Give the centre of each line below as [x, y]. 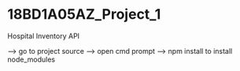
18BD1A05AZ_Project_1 [84, 14]
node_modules [31, 59]
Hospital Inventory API [44, 36]
